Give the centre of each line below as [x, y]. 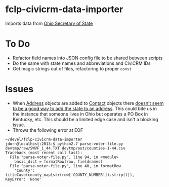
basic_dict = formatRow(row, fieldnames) [58, 161]
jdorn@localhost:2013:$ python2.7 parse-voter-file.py [64, 144]
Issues [19, 89]
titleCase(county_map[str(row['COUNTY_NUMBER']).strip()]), [70, 175]
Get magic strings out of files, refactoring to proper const [72, 68]
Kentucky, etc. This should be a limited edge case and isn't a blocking [85, 119]
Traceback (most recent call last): [44, 153]
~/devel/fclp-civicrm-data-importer [44, 139]
